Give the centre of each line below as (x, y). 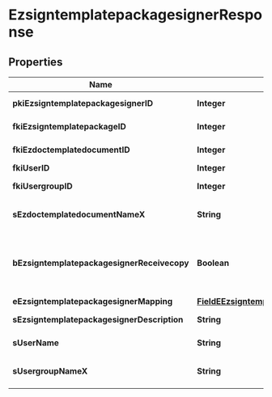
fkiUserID (31, 168)
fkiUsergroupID (42, 186)
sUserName (36, 343)
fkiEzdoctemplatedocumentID (71, 150)
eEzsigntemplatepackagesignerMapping (93, 301)
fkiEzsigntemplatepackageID (70, 127)
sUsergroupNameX (50, 371)
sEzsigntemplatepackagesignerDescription (98, 319)
